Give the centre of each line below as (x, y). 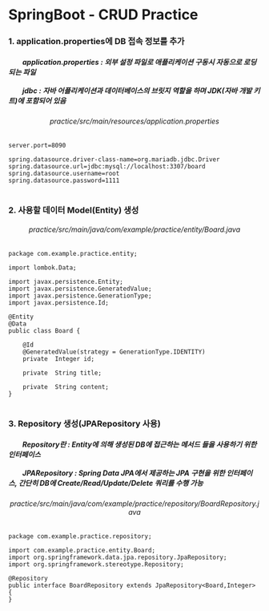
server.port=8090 (37, 145)
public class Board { (44, 331)
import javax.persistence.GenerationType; (80, 296)
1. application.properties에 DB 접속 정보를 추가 (96, 42)
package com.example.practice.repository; (80, 536)
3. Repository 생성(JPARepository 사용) (85, 424)
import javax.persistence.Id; (59, 303)
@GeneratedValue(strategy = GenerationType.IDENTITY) (114, 352)
